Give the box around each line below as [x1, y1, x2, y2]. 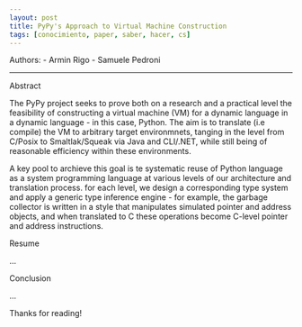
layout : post [9, 13, 58, 23]
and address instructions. [9, 221, 103, 232]
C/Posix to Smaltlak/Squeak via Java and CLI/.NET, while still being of [9, 136, 268, 147]
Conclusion [9, 273, 52, 284]
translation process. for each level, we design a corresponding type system [9, 182, 289, 194]
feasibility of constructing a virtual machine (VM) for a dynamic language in [9, 107, 289, 118]
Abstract [9, 80, 41, 91]
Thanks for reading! [9, 308, 83, 319]
